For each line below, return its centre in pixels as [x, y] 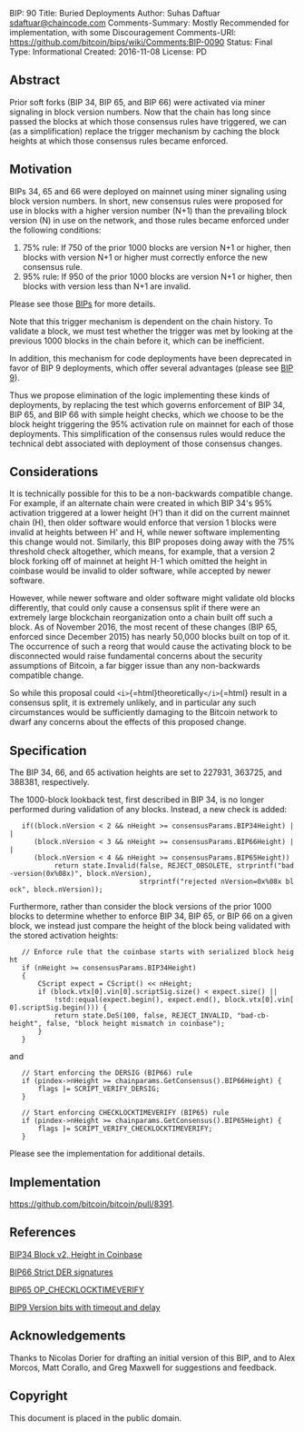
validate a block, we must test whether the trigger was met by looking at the [151, 331]
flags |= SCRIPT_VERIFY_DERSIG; [99, 1089]
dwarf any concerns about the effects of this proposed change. [128, 722]
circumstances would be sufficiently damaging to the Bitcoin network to [144, 712]
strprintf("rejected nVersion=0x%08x [211, 882]
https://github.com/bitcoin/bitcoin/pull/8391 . [92, 1204]
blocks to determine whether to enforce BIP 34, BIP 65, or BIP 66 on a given [151, 916]
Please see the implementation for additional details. [108, 1154]
